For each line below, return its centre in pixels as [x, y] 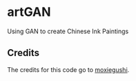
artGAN [29, 12]
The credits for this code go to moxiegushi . [68, 69]
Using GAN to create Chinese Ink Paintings [68, 31]
